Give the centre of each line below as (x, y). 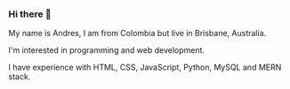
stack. (20, 77)
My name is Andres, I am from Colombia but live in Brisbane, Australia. (137, 33)
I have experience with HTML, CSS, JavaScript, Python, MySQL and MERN (145, 67)
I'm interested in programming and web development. (107, 50)
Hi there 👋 (30, 14)
